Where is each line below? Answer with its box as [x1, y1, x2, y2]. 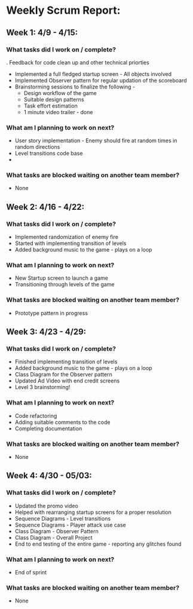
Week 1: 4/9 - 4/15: [6, 27, 78, 38]
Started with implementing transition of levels [14, 240, 127, 247]
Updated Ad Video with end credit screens [14, 377, 120, 384]
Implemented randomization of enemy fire [14, 234, 118, 241]
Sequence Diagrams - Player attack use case [14, 521, 127, 528]
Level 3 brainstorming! [14, 384, 71, 391]
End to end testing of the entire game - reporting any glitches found [14, 540, 182, 547]
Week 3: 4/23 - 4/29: [6, 327, 87, 337]
